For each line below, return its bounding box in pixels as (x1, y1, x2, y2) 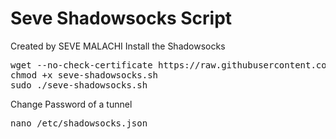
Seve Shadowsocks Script (10, 7, 233, 30)
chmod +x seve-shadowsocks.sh (10, 69, 159, 81)
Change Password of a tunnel (10, 98, 133, 110)
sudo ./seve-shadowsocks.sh (10, 79, 148, 91)
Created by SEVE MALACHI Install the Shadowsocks (10, 40, 226, 52)
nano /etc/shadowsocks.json (10, 117, 148, 129)
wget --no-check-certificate (10, 59, 153, 71)
